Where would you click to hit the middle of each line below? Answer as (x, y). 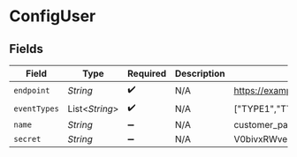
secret (27, 139)
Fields (27, 49)
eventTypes (36, 108)
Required (147, 74)
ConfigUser (53, 16)
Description (200, 74)
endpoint (32, 90)
